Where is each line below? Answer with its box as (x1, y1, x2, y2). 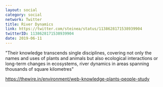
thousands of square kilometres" (5, 66, 74, 72)
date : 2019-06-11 (5, 36, 42, 41)
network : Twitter (5, 17, 42, 22)
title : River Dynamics (5, 21, 53, 27)
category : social (5, 12, 42, 17)
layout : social (5, 7, 38, 13)
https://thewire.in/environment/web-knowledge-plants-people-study (5, 76, 150, 82)
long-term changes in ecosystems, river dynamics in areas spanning (5, 61, 149, 67)
